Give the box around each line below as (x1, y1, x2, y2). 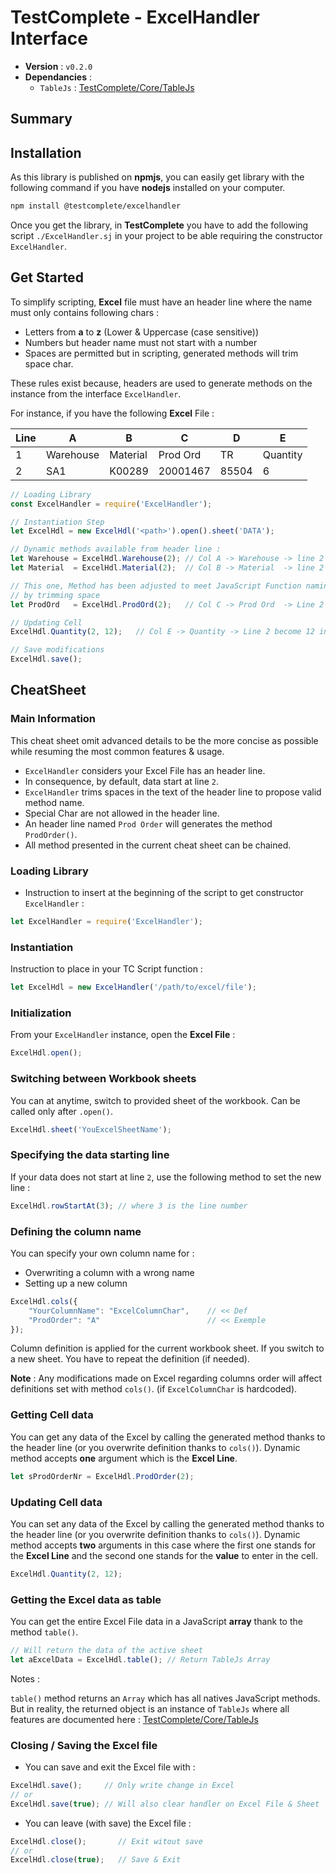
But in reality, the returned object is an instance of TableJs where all (10, 1702, 290, 1715)
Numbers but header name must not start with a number (24, 336, 258, 348)
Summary (10, 111, 73, 128)
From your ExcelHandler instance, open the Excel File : (10, 1029, 236, 1041)
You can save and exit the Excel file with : (24, 1761, 196, 1773)
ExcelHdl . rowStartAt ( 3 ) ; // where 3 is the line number (10, 1201, 248, 1211)
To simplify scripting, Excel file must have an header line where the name (10, 296, 313, 308)
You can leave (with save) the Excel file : (24, 1817, 192, 1829)
